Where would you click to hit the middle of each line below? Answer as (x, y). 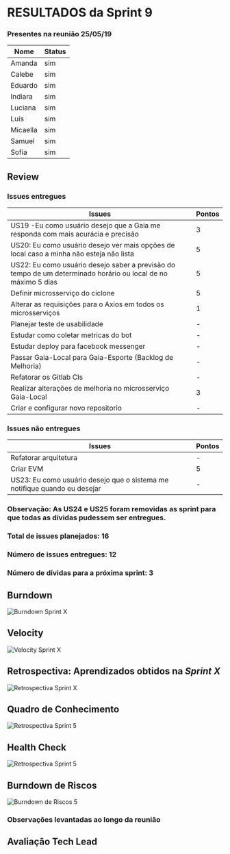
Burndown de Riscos (52, 785)
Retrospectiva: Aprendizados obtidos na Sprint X (114, 671)
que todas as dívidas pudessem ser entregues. (87, 517)
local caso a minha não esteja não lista (73, 254)
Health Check (37, 747)
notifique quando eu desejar (56, 489)
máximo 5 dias (34, 282)
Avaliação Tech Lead (52, 842)
